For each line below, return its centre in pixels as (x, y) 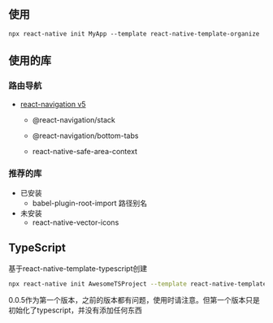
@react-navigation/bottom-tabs (85, 136)
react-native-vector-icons (76, 222)
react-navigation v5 (53, 104)
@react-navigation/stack (74, 119)
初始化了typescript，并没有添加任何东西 (75, 310)
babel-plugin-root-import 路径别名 (90, 203)
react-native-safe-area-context (85, 151)
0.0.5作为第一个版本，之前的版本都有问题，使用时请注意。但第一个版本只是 (134, 300)
